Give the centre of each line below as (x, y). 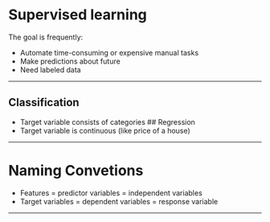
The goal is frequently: (46, 37)
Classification (44, 103)
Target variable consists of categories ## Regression (107, 121)
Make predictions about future (70, 61)
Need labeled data (51, 69)
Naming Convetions (76, 170)
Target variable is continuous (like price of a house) (105, 130)
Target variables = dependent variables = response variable (119, 201)
